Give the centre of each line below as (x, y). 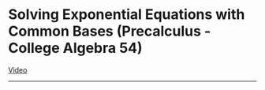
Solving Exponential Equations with (127, 15)
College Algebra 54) (76, 48)
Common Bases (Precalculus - (110, 31)
